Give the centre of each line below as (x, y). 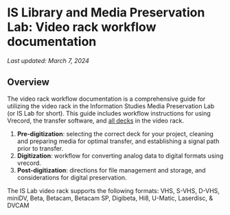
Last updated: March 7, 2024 (48, 60)
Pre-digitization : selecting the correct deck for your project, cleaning (115, 134)
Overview (28, 83)
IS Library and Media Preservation (106, 13)
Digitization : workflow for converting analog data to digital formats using (120, 155)
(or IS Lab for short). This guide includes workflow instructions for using (109, 113)
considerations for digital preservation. (72, 177)
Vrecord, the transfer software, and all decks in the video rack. (95, 121)
